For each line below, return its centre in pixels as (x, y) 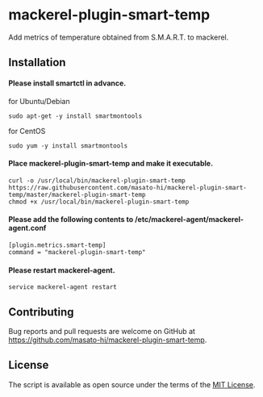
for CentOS (27, 131)
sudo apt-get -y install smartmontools (75, 116)
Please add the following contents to (71, 219)
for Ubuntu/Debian (39, 101)
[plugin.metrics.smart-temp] (57, 245)
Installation (37, 63)
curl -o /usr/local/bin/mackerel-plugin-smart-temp (97, 180)
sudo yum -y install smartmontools (68, 146)
